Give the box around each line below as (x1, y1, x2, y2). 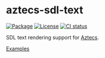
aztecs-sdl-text (6, 3, 83, 17)
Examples (6, 45, 30, 52)
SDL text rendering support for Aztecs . (6, 34, 99, 41)
